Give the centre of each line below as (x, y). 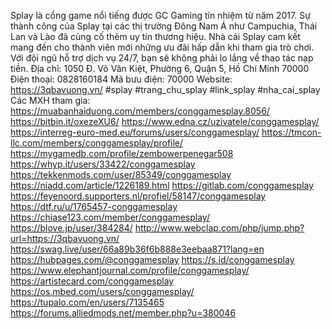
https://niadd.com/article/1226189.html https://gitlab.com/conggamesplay (162, 185)
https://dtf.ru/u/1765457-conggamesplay (94, 206)
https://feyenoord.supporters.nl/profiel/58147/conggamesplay (138, 196)
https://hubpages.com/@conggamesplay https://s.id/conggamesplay (152, 259)
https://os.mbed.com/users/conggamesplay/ (102, 291)
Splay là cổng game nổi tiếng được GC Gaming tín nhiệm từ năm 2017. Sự (160, 15)
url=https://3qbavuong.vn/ (65, 238)
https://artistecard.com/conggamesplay (92, 281)
